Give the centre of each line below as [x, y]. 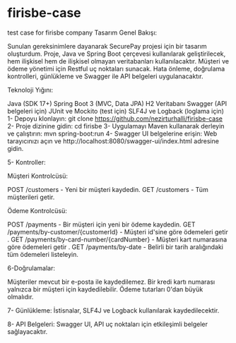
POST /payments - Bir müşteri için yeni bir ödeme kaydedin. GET [101, 224]
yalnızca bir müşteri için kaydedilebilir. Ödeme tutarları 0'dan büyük [105, 289]
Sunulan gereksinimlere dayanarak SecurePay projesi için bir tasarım [107, 46]
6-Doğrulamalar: [31, 268]
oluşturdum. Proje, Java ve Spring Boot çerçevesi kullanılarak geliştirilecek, [117, 54]
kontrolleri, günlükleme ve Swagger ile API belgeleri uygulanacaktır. [105, 76]
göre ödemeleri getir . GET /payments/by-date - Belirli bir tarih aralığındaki [116, 247]
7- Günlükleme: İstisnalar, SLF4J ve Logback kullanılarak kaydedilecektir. [113, 310]
